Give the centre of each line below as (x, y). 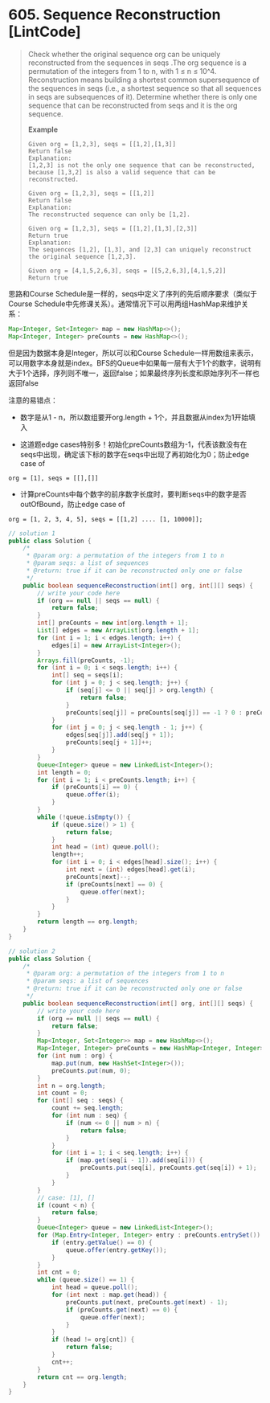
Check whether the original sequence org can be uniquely (124, 54)
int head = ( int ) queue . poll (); (105, 847)
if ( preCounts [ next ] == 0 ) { (114, 884)
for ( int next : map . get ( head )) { (109, 1295)
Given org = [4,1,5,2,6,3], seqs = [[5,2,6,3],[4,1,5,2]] (127, 271)
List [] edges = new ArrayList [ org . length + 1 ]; (118, 631)
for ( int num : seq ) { (89, 1116)
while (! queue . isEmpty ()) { (84, 817)
